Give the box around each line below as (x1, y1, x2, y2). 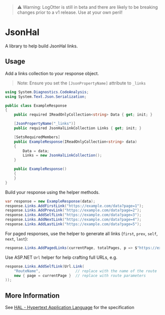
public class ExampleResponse (5, 103, 67, 108)
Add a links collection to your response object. (5, 70, 99, 76)
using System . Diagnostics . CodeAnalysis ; (5, 89, 89, 94)
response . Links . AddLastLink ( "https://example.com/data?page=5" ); (5, 222, 141, 227)
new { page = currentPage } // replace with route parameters (14, 273, 146, 278)
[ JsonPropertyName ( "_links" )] (14, 121, 76, 126)
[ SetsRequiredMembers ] (14, 134, 60, 140)
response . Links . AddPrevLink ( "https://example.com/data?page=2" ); (5, 208, 141, 213)
